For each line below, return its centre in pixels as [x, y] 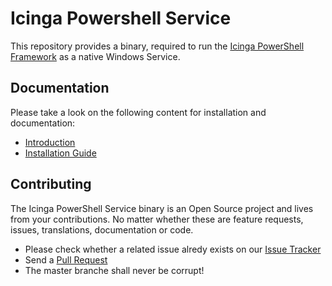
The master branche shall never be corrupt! [114, 270]
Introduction [50, 142]
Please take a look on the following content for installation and [138, 112]
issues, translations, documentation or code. [102, 229]
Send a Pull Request [66, 259]
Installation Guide [60, 153]
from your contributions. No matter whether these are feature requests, [157, 219]
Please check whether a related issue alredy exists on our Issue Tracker [173, 249]
